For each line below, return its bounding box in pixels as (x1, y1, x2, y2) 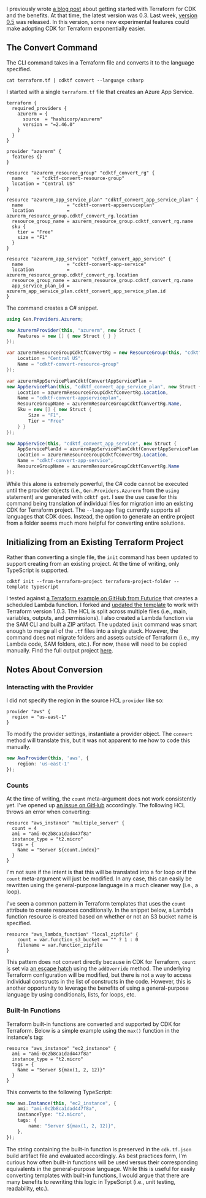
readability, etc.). (6, 1184, 49, 1192)
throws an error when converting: (6, 808, 91, 816)
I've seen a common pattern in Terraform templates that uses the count (6, 900, 186, 907)
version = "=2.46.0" (22, 121, 75, 128)
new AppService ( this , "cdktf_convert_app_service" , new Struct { (6, 440, 177, 447)
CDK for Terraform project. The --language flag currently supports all (6, 506, 181, 514)
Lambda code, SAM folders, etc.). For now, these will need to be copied (6, 640, 187, 648)
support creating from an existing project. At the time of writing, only (6, 560, 180, 567)
